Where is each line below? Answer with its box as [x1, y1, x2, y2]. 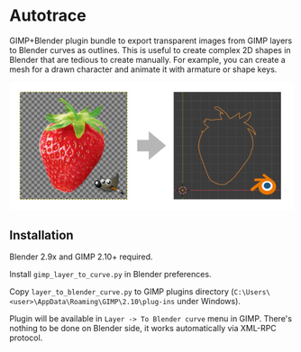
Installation [9, 227, 74, 243]
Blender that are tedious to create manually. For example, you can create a [9, 54, 286, 65]
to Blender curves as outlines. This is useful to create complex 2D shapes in [9, 44, 291, 55]
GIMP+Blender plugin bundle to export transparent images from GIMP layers [9, 35, 293, 46]
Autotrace [9, 5, 87, 26]
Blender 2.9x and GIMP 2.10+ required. [9, 251, 153, 262]
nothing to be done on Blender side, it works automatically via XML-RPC [9, 323, 277, 334]
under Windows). [177, 296, 242, 307]
